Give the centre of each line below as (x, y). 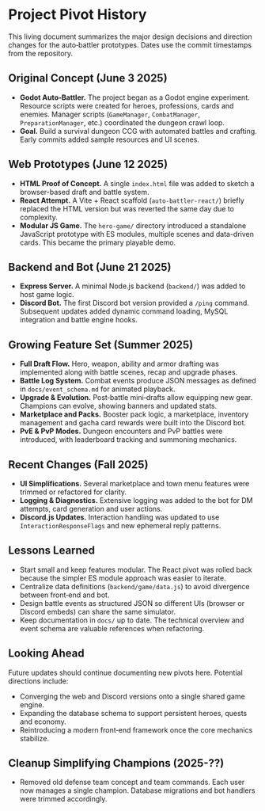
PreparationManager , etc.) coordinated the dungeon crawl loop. (122, 122)
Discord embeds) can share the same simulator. (98, 611)
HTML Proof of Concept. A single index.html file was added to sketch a (137, 183)
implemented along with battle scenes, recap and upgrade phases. (129, 372)
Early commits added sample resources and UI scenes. (110, 139)
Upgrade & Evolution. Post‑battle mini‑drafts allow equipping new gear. (136, 398)
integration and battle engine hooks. (79, 320)
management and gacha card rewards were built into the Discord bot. (133, 423)
